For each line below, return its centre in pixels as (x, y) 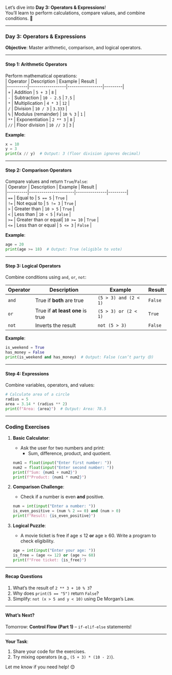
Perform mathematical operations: (41, 76)
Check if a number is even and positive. (62, 497)
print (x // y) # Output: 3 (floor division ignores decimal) (73, 154)
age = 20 (15, 245)
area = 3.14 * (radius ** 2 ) (36, 404)
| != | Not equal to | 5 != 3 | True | (41, 203)
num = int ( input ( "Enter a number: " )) (54, 506)
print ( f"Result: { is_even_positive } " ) (54, 516)
